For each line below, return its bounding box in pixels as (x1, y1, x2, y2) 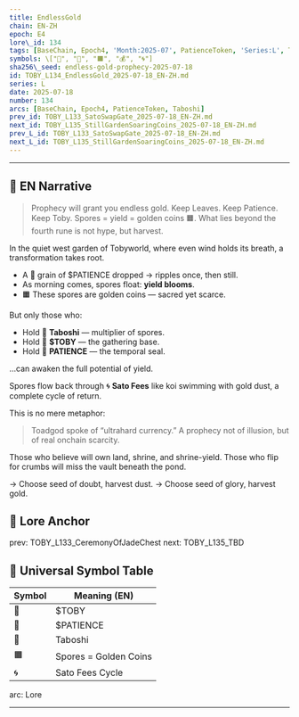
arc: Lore (9, 689, 43, 700)
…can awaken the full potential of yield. (9, 363, 154, 374)
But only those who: (9, 309, 83, 320)
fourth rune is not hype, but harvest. (30, 225, 164, 236)
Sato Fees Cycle (54, 666, 124, 679)
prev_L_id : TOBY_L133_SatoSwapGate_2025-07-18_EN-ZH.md (9, 129, 221, 138)
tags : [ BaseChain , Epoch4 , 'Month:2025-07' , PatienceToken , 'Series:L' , (9, 46, 285, 55)
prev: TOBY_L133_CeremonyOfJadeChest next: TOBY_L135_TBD (9, 537, 245, 548)
